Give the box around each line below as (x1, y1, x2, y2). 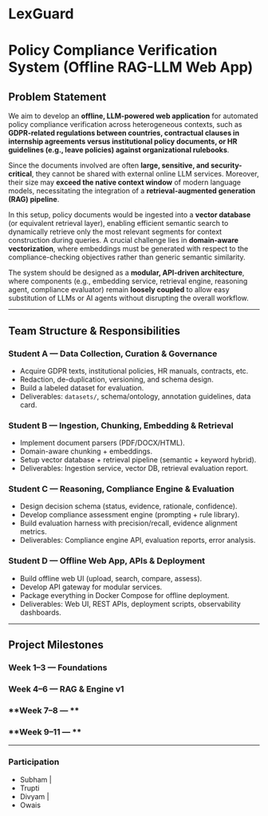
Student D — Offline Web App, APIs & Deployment (8, 556, 206, 567)
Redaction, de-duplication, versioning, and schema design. (19, 374, 214, 384)
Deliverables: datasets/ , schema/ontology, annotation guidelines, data (19, 391, 251, 401)
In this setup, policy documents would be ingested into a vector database (8, 210, 251, 220)
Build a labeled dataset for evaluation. (19, 382, 144, 392)
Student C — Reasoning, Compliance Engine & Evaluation (8, 484, 235, 495)
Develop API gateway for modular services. (19, 582, 163, 592)
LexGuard (8, 5, 74, 23)
